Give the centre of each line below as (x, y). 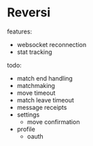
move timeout (36, 93)
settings (28, 115)
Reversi (29, 13)
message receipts (42, 107)
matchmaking (36, 85)
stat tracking (34, 52)
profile (26, 129)
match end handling (45, 78)
